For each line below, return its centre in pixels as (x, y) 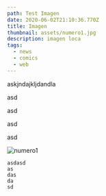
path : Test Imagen (33, 13)
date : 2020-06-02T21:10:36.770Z (53, 20)
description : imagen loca (44, 39)
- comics (26, 58)
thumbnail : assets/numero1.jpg (52, 33)
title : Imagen (27, 26)
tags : (15, 45)
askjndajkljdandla (31, 84)
